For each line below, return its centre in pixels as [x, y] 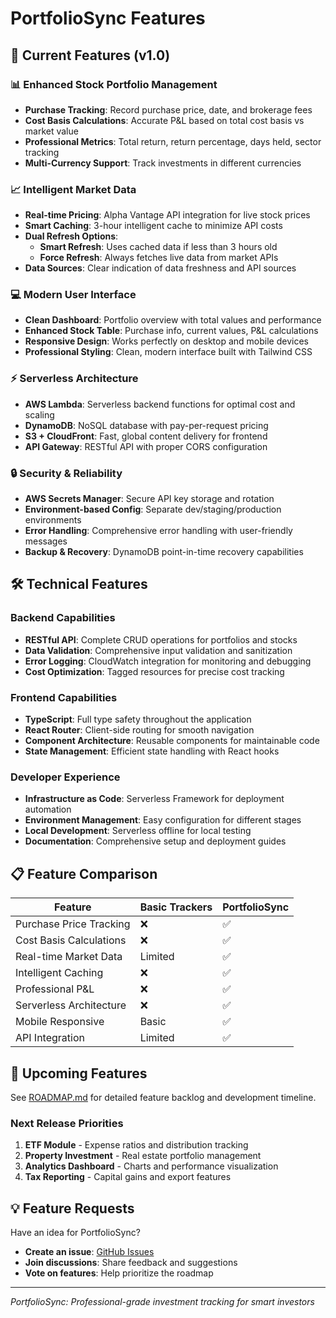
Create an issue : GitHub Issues [89, 1252]
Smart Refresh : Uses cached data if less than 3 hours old [158, 247]
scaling [39, 414]
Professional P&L [55, 989]
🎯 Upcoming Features [79, 1073]
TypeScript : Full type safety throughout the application [138, 719]
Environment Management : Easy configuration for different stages [163, 820]
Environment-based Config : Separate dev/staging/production [153, 509]
